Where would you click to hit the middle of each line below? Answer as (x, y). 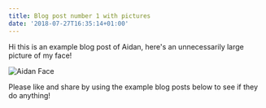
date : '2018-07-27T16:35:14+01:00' (69, 24)
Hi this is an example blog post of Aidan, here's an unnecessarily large (126, 46)
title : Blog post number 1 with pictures (80, 16)
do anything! (30, 95)
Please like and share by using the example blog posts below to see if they (133, 87)
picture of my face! (40, 55)
